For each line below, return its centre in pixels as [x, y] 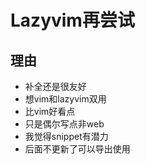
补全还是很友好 [55, 86]
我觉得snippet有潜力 [66, 136]
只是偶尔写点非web [64, 124]
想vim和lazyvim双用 [65, 99]
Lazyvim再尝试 [72, 20]
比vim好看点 [50, 111]
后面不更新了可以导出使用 [77, 149]
